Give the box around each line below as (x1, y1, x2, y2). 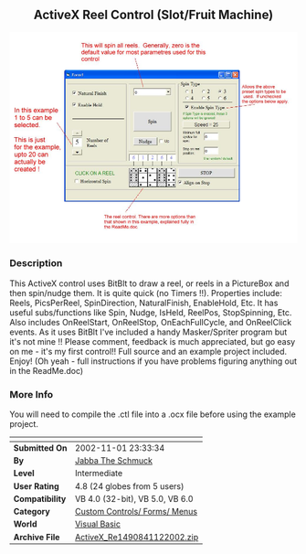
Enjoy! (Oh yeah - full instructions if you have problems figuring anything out (9, 356, 298, 367)
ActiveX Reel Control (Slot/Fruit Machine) (33, 7, 274, 23)
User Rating (13, 480, 59, 492)
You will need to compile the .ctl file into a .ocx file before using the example (9, 409, 297, 420)
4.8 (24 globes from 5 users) (74, 480, 185, 492)
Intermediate (74, 468, 123, 479)
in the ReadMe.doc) (9, 365, 84, 376)
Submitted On (13, 442, 68, 453)
